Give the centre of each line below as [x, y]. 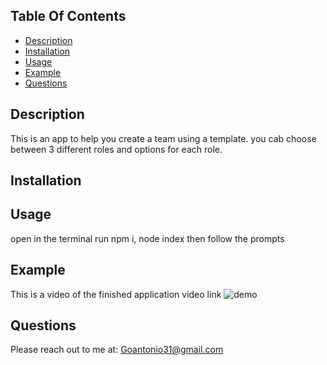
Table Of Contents [68, 16]
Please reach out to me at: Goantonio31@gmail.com [117, 350]
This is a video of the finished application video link [116, 294]
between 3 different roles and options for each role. [116, 149]
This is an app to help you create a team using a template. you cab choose [163, 138]
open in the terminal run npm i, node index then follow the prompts [147, 238]
